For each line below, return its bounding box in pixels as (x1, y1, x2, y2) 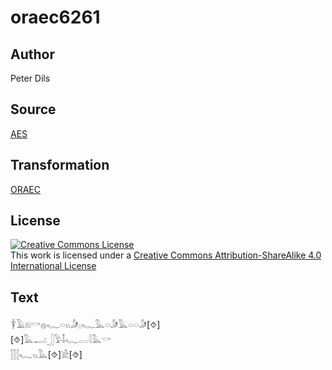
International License (10, 260, 97, 272)
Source (10, 101, 57, 118)
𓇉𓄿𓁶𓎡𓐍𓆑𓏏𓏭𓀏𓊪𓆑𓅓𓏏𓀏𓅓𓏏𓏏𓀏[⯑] (10, 319, 161, 331)
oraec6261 (10, 6, 101, 29)
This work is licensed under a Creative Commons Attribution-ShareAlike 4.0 (10, 249, 322, 261)
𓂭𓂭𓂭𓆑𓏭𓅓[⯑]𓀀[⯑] (10, 349, 83, 361)
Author (10, 46, 55, 63)
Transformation (10, 157, 110, 174)
